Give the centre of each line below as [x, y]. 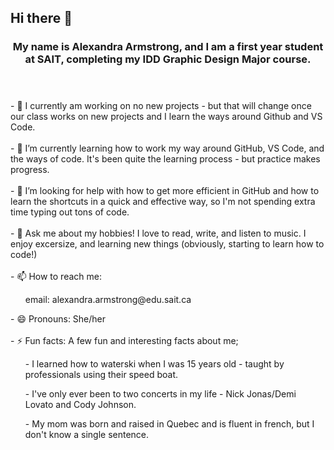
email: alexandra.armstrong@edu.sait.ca [108, 300]
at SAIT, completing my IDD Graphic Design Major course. [168, 59]
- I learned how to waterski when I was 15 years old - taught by [154, 364]
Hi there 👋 [41, 18]
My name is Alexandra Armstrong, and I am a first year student [168, 47]
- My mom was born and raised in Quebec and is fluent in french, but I [169, 424]
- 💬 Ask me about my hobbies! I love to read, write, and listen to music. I [158, 233]
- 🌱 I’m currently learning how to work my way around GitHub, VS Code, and [167, 148]
